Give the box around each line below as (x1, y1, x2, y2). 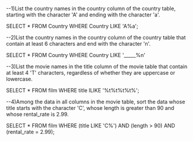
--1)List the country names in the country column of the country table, (6, 5, 176, 12)
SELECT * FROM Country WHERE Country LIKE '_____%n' (6, 52, 146, 58)
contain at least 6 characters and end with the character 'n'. (6, 41, 151, 47)
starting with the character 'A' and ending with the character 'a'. (6, 11, 161, 18)
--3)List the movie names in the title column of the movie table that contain (6, 63, 188, 70)
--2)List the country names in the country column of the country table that (6, 34, 186, 41)
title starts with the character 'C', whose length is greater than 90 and (6, 105, 175, 111)
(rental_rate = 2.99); (6, 129, 55, 135)
